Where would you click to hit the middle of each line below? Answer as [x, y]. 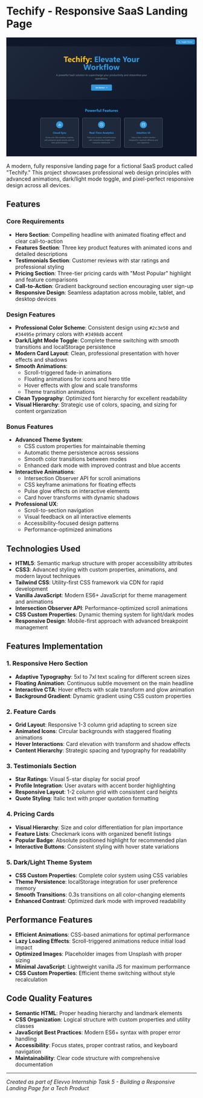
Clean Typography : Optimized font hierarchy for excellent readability [101, 398]
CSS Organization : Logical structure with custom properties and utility [103, 1019]
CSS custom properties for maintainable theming [85, 446]
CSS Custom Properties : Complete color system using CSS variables [101, 875]
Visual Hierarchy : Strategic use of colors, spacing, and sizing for [96, 404]
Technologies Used [43, 549]
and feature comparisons [46, 280]
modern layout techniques [47, 576]
